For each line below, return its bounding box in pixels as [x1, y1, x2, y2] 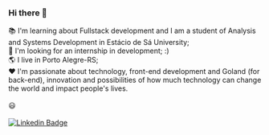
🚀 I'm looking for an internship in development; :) [8, 46, 170, 55]
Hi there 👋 [8, 7, 48, 18]
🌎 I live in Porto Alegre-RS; [8, 55, 99, 65]
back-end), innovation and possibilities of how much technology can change [8, 76, 262, 85]
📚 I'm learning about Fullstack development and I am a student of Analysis [8, 26, 256, 35]
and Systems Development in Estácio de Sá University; [8, 38, 190, 47]
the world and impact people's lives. [8, 84, 128, 93]
